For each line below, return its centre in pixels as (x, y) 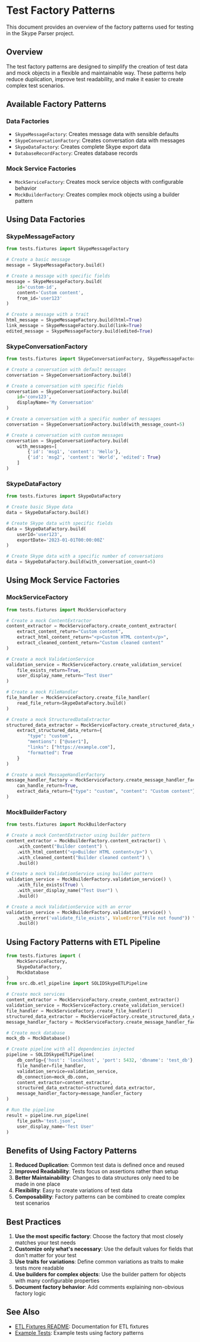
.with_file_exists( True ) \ (50, 885)
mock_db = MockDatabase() (38, 1038)
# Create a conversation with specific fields (65, 386)
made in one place (37, 1184)
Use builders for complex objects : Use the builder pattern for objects (100, 1275)
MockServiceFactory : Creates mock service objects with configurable (99, 181)
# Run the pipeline (30, 1110)
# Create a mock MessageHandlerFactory (56, 775)
